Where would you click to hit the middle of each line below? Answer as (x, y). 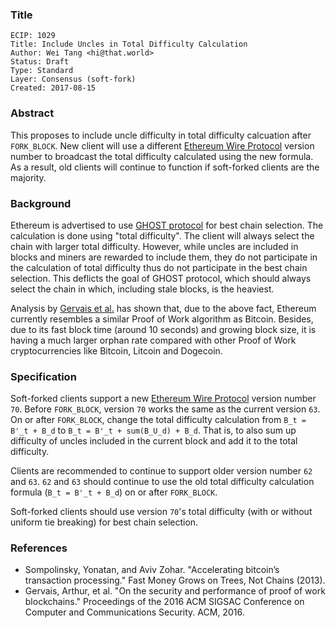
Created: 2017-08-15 (53, 88)
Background (41, 203)
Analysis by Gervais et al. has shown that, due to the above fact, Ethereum (163, 308)
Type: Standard (42, 71)
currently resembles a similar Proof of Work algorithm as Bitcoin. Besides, (162, 319)
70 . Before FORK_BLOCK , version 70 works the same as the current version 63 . (165, 409)
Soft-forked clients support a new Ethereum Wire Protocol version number (163, 399)
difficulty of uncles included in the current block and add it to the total (154, 441)
